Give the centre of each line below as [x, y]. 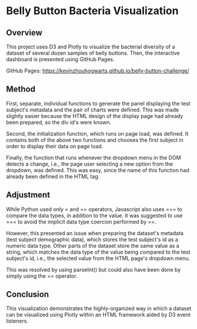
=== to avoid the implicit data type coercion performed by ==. [81, 222]
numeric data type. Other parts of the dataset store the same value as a [93, 245]
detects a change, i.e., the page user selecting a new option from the [90, 164]
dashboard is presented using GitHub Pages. [60, 59]
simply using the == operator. [42, 276]
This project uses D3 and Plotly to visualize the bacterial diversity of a [91, 47]
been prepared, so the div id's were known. [59, 122]
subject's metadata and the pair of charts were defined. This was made [93, 110]
